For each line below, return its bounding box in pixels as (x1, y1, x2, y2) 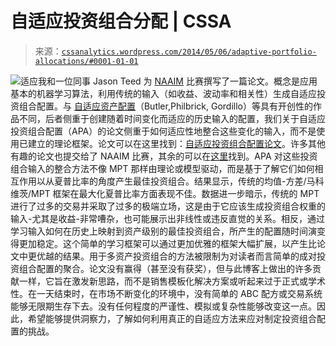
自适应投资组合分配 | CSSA (10, 10, 232, 33)
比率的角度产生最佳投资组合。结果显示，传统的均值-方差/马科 (71, 175, 325, 187)
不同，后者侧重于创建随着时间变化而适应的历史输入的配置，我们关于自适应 (18, 112, 326, 124)
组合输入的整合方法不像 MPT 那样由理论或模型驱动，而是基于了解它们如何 (10, 162, 315, 174)
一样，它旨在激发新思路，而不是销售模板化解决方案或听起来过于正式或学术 (18, 275, 326, 287)
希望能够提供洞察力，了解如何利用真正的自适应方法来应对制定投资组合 (27, 312, 317, 324)
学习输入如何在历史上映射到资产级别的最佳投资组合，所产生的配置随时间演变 (10, 225, 326, 237)
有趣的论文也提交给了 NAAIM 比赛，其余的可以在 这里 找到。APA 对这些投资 (10, 150, 318, 162)
